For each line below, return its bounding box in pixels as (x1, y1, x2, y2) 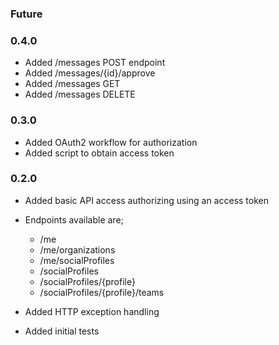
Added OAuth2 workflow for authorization (24, 136, 198, 148)
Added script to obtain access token (24, 147, 175, 159)
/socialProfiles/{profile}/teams (39, 286, 165, 298)
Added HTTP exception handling (24, 305, 160, 317)
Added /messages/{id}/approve (24, 67, 156, 79)
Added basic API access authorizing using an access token (24, 194, 270, 206)
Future (10, 7, 43, 21)
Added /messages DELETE (24, 88, 136, 101)
